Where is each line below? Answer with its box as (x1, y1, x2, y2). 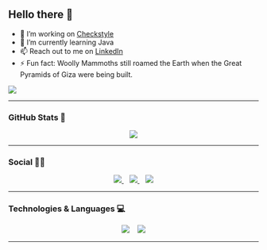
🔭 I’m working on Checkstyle (19, 29, 114, 38)
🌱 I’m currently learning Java (19, 37, 114, 47)
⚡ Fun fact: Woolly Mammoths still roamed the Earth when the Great (19, 58, 242, 67)
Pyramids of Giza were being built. (19, 69, 133, 79)
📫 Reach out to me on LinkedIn (19, 46, 123, 56)
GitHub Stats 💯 (8, 112, 66, 123)
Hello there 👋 (8, 8, 74, 21)
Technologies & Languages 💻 (8, 203, 126, 214)
